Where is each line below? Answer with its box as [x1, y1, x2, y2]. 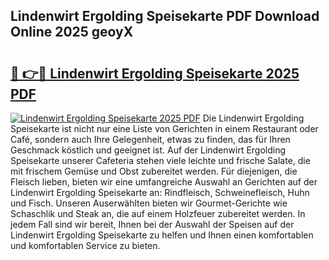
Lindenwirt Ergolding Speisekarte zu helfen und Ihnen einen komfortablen [10, 229, 314, 241]
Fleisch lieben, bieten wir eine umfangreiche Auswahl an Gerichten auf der [10, 176, 318, 188]
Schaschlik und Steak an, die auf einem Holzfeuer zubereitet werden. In [10, 208, 306, 219]
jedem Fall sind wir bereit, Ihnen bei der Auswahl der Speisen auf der [10, 219, 295, 230]
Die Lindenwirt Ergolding [202, 112, 305, 124]
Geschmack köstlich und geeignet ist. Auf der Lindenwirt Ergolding [10, 144, 287, 156]
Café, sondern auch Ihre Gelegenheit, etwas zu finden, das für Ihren [10, 134, 291, 145]
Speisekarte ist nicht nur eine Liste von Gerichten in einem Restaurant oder [10, 123, 319, 134]
